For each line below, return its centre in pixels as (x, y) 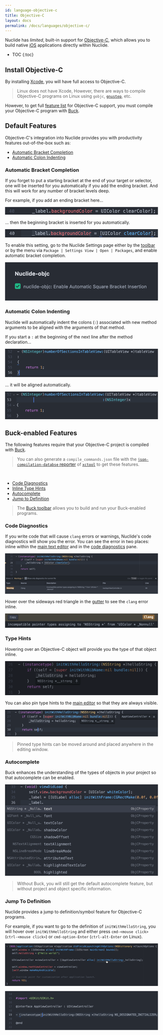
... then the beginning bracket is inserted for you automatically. (67, 222)
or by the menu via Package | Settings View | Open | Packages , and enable (81, 251)
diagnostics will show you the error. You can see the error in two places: (77, 542)
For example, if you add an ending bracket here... (54, 200)
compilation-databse (38, 465)
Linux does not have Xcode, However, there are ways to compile (81, 91)
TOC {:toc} (23, 55)
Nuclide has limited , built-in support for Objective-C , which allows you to (78, 40)
